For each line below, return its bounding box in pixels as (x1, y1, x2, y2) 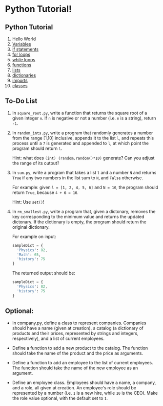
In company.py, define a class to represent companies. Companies (12, 320, 146, 326)
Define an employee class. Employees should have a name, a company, (12, 380, 156, 385)
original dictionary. (12, 224, 50, 230)
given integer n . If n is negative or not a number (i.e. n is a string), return (12, 115, 156, 121)
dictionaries (12, 72, 36, 78)
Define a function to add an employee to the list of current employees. (12, 359, 153, 365)
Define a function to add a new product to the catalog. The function (12, 345, 148, 351)
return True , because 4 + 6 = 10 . (12, 190, 79, 195)
